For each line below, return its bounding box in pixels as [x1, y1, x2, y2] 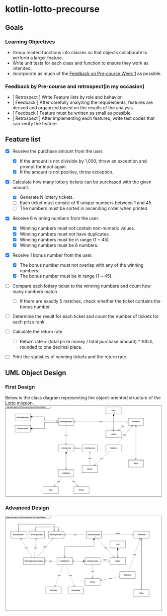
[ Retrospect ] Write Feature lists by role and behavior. [12, 94, 123, 100]
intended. [12, 65, 32, 71]
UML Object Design [5, 369, 66, 377]
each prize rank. [12, 319, 46, 325]
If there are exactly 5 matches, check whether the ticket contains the [19, 298, 161, 304]
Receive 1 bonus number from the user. [12, 252, 93, 258]
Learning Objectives [5, 38, 56, 45]
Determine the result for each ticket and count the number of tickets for [12, 313, 159, 319]
